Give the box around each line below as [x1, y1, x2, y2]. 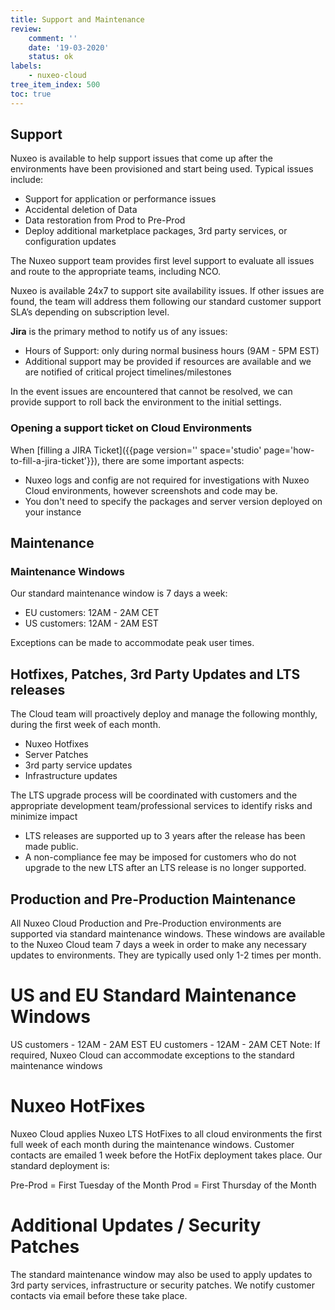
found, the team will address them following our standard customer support [10, 296, 322, 308]
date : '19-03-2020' [28, 42, 110, 53]
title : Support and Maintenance [10, 14, 145, 25]
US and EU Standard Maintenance [10, 984, 297, 1007]
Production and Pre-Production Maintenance [10, 891, 297, 908]
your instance [24, 506, 82, 518]
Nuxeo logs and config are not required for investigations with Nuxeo [24, 474, 310, 486]
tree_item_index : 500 [10, 80, 101, 90]
